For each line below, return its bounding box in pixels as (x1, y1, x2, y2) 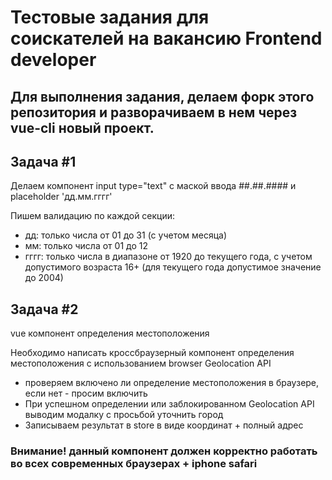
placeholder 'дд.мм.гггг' (10, 191, 113, 203)
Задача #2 (10, 301, 79, 318)
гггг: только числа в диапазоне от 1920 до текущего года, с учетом (24, 251, 313, 263)
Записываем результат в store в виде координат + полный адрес (24, 419, 304, 431)
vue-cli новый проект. (10, 119, 155, 136)
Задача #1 (10, 153, 77, 170)
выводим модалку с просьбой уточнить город (24, 409, 224, 421)
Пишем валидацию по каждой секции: (10, 210, 176, 222)
